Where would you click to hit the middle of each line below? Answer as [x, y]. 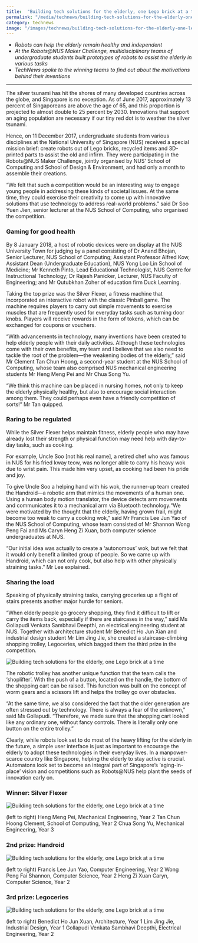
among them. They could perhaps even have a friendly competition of [91, 398]
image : [14, 28]
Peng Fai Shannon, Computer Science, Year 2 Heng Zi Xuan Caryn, [88, 875]
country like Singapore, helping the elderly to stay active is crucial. [105, 759]
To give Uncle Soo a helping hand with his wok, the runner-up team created [98, 486]
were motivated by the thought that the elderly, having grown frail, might [94, 512]
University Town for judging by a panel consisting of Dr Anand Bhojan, [91, 251]
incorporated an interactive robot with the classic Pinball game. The [88, 300]
